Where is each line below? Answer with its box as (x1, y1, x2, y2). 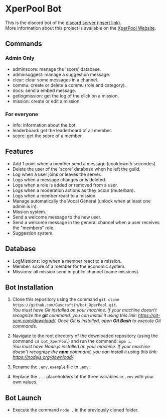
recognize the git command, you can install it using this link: (12, 312, 137, 319)
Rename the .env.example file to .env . (12, 364, 90, 370)
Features (5, 147, 34, 156)
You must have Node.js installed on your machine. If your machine (12, 344, 150, 350)
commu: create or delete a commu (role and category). (12, 82, 126, 88)
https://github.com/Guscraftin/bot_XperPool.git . (12, 302, 118, 308)
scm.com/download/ (12, 318, 56, 324)
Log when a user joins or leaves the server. (12, 171, 102, 177)
